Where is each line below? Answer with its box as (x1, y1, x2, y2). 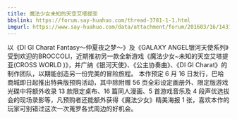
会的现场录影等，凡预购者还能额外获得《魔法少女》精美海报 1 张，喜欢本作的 (7, 96, 230, 104)
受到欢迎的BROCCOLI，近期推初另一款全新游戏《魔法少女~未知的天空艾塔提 (7, 52, 229, 60)
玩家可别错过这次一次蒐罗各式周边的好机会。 (7, 104, 138, 113)
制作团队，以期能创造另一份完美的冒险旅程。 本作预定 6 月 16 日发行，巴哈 (7, 69, 224, 78)
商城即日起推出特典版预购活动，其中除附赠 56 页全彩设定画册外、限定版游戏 (7, 78, 229, 87)
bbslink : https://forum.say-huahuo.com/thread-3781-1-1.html (7, 17, 191, 24)
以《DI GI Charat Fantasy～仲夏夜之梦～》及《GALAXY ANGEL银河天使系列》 (7, 43, 229, 52)
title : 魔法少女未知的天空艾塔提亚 (7, 10, 98, 17)
